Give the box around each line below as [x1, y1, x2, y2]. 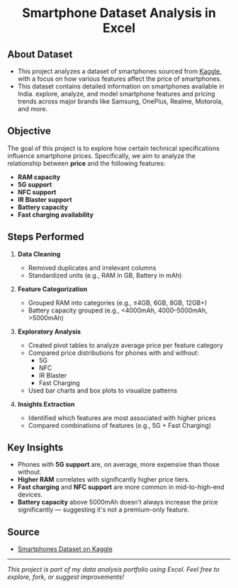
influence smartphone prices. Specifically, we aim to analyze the [7, 151, 196, 160]
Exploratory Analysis [17, 327, 81, 336]
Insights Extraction [17, 400, 75, 408]
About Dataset [7, 48, 73, 60]
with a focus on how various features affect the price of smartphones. [17, 74, 222, 83]
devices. [17, 490, 43, 499]
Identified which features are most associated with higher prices [28, 413, 216, 422]
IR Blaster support [17, 195, 72, 203]
